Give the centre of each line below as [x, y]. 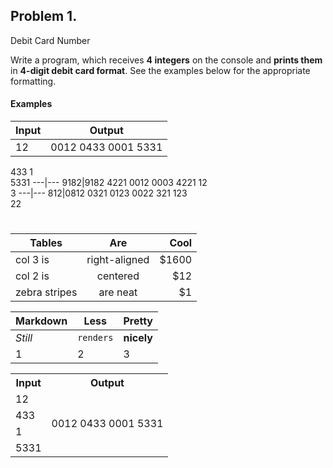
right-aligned [118, 260]
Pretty [138, 321]
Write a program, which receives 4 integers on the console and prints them [166, 60]
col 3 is [32, 260]
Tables [46, 243]
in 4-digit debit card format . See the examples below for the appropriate [160, 70]
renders [95, 338]
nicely [138, 338]
